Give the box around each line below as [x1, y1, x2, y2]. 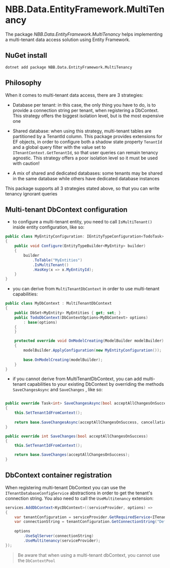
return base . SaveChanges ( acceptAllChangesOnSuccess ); [14, 452, 130, 457]
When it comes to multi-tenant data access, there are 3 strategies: [5, 92, 144, 98]
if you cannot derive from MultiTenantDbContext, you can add [12, 376, 142, 382]
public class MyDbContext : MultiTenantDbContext [5, 301, 112, 306]
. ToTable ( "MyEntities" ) [32, 257, 82, 262]
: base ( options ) [23, 320, 58, 325]
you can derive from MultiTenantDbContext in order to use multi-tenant [12, 286, 160, 292]
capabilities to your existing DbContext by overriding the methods [27, 381, 164, 387]
